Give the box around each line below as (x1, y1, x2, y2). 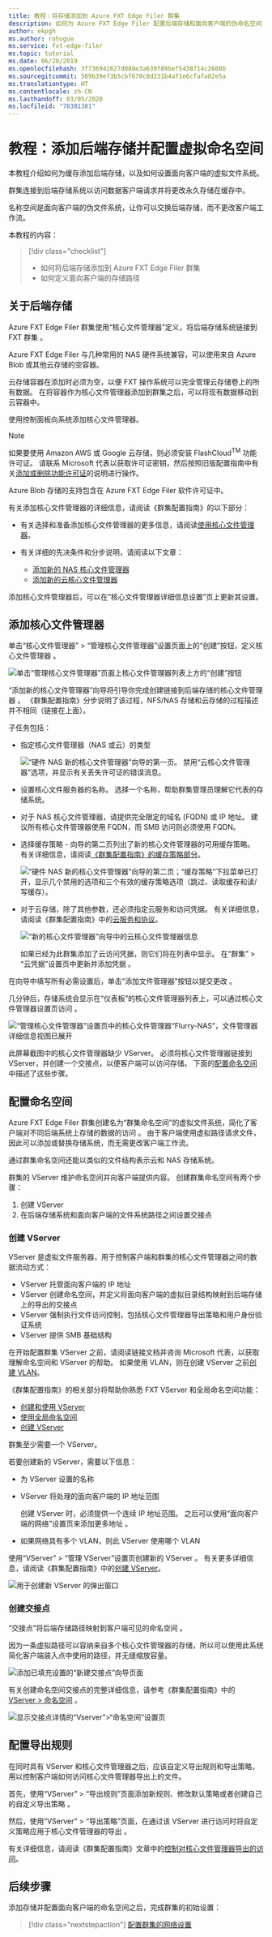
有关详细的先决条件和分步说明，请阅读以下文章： (19, 547, 184, 556)
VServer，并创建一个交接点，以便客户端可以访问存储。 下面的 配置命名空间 (8, 1059, 257, 1068)
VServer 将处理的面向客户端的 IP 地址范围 (19, 1492, 159, 1501)
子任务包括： (8, 723, 51, 732)
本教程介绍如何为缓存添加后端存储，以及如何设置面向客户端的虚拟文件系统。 (8, 168, 264, 178)
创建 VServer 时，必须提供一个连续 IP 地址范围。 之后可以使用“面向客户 (19, 1509, 259, 1518)
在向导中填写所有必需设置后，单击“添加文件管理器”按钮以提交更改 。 (8, 977, 237, 986)
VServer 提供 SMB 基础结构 (19, 1330, 112, 1340)
